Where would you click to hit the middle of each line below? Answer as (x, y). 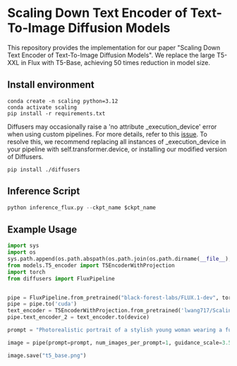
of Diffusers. (25, 156)
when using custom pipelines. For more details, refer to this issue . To (108, 134)
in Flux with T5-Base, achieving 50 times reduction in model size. (115, 62)
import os (22, 252)
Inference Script (44, 191)
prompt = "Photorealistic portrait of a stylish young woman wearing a (115, 330)
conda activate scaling (42, 107)
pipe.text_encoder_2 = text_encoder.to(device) (79, 317)
